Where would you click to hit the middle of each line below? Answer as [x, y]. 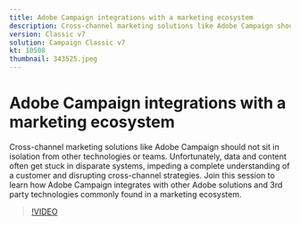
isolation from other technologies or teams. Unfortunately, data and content [148, 156]
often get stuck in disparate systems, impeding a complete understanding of [150, 165]
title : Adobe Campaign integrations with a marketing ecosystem [131, 17]
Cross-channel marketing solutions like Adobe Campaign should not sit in [144, 146]
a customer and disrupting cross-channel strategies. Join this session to [142, 175]
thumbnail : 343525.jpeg [54, 59]
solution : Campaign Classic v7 [67, 42]
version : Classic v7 [48, 34]
